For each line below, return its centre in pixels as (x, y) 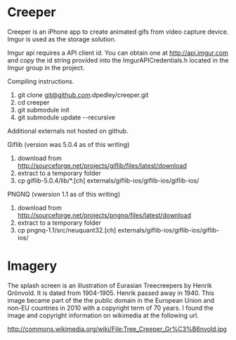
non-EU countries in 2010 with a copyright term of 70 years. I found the (111, 308)
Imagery (32, 266)
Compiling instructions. (41, 81)
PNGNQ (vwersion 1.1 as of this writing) (64, 194)
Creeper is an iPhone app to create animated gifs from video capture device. (118, 32)
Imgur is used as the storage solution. (62, 39)
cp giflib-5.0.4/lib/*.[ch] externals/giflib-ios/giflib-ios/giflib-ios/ (108, 181)
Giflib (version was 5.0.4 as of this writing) (68, 144)
